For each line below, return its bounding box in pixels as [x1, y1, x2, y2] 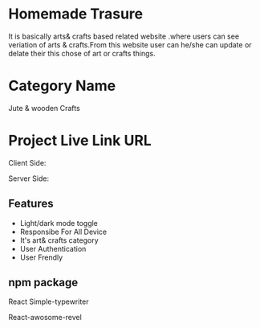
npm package [8, 276, 79, 289]
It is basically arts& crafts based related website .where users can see [8, 31, 239, 41]
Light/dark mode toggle [19, 218, 99, 228]
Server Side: [8, 174, 50, 183]
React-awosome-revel [8, 313, 82, 322]
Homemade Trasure [8, 5, 143, 23]
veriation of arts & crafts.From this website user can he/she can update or [8, 39, 252, 49]
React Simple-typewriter [8, 297, 90, 306]
